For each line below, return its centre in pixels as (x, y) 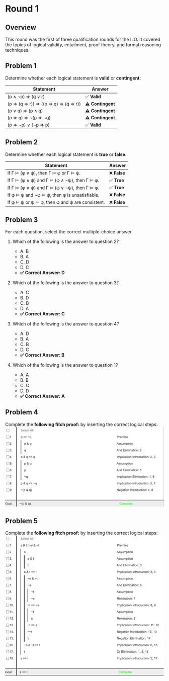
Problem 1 (21, 66)
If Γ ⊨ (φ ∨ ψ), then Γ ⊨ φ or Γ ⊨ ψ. (44, 173)
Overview (21, 27)
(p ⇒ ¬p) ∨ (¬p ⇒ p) (29, 125)
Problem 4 (22, 412)
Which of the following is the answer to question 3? (66, 283)
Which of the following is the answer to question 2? (66, 241)
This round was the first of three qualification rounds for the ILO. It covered (83, 39)
